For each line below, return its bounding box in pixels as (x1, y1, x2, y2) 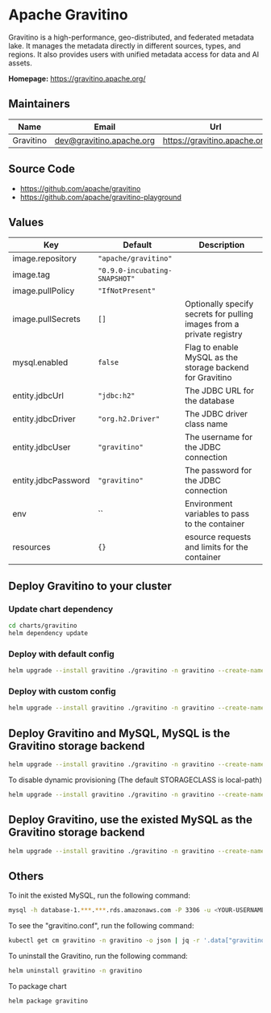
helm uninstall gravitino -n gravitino (8, 966, 143, 974)
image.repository (12, 253, 77, 264)
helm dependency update (8, 629, 89, 637)
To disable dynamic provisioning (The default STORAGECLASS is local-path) (8, 775, 262, 785)
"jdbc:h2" (98, 391, 135, 400)
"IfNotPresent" (98, 287, 156, 295)
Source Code (8, 162, 75, 176)
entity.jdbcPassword (12, 475, 90, 486)
